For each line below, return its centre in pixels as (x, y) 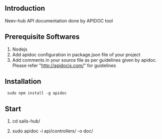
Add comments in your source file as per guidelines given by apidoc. (84, 60)
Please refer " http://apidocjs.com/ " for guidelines (64, 65)
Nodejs (20, 49)
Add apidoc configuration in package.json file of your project (76, 54)
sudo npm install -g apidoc (37, 93)
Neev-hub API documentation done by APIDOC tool (59, 20)
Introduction (25, 8)
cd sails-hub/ (26, 121)
